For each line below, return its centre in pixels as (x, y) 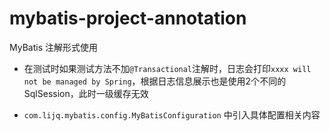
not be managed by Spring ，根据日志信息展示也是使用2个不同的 (155, 81)
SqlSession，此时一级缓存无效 (86, 93)
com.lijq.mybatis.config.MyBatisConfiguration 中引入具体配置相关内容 (172, 114)
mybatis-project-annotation (128, 18)
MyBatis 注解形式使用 (53, 47)
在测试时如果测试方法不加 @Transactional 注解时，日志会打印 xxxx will (167, 68)
